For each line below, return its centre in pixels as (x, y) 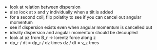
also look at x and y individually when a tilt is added (61, 12)
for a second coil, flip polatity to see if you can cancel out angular (75, 17)
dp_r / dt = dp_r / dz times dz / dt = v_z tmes (54, 43)
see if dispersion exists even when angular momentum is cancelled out (81, 27)
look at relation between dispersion (45, 7)
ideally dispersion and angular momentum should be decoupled (74, 32)
